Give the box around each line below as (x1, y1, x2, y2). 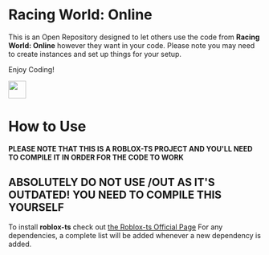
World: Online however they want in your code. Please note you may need (8, 40, 255, 50)
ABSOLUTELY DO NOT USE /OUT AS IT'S (8, 176, 215, 189)
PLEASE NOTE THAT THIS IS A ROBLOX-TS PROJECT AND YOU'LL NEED (8, 144, 253, 153)
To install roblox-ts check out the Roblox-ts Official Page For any (8, 222, 223, 232)
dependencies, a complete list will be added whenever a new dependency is (8, 230, 261, 240)
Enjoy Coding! (8, 64, 55, 74)
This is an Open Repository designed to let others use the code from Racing (8, 32, 260, 42)
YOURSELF (8, 200, 64, 214)
